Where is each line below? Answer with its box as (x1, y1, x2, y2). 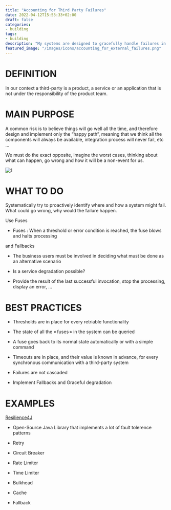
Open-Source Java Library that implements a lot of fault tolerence (12, 425, 152, 431)
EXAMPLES (5, 397, 55, 409)
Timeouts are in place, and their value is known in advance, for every (12, 354, 159, 360)
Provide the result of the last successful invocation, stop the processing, (12, 278, 165, 284)
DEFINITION (5, 68, 57, 80)
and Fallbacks (5, 243, 35, 249)
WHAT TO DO (5, 185, 64, 197)
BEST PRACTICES (5, 302, 82, 314)
